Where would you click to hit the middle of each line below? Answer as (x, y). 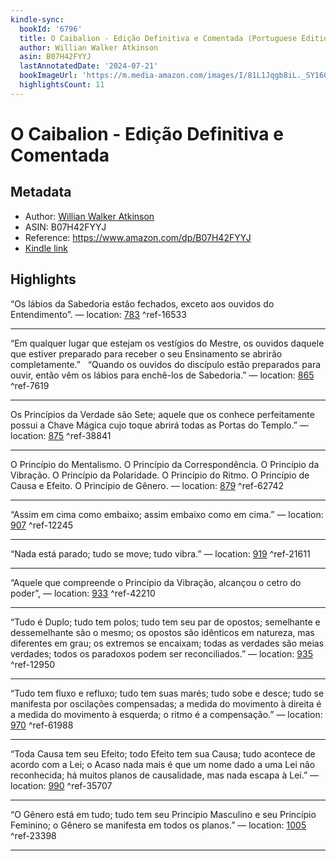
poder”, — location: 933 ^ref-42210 (83, 593)
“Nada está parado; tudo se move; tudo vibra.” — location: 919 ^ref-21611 (160, 553)
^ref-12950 (33, 664)
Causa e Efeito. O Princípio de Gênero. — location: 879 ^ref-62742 (147, 485)
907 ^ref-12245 (42, 525)
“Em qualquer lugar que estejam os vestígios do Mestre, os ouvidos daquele (167, 343)
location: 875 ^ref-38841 (61, 435)
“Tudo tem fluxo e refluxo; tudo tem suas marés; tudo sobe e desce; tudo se (167, 693)
